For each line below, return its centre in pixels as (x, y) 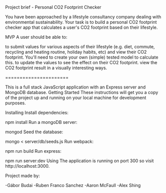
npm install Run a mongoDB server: (41, 122)
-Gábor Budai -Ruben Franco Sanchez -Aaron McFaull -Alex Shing (73, 185)
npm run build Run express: (33, 151)
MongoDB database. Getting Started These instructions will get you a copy (82, 92)
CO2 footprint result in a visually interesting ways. (56, 68)
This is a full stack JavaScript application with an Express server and (75, 87)
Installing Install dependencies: (37, 112)
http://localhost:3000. (27, 166)
